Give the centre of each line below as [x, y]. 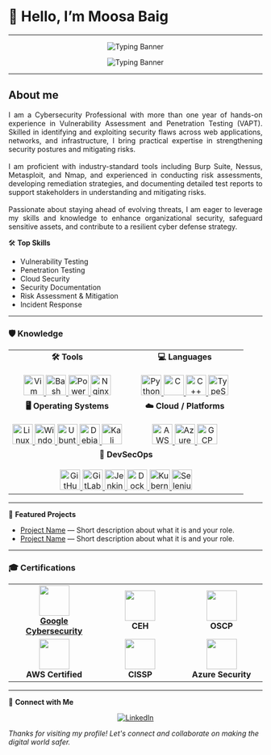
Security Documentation [60, 287]
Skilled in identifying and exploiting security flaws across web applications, [135, 132]
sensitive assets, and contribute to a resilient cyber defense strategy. [123, 227]
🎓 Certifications [42, 567]
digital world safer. [40, 742]
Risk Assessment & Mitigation [69, 295]
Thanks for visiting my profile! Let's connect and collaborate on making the [134, 734]
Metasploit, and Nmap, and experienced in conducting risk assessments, [135, 175]
